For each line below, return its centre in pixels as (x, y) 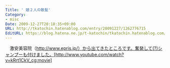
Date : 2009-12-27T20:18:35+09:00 (40, 24)
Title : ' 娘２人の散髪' (28, 10)
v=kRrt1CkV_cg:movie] (29, 60)
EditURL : (14, 33)
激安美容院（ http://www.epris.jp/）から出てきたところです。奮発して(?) (84, 48)
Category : (16, 15)
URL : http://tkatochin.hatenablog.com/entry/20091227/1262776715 (75, 29)
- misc (12, 19)
